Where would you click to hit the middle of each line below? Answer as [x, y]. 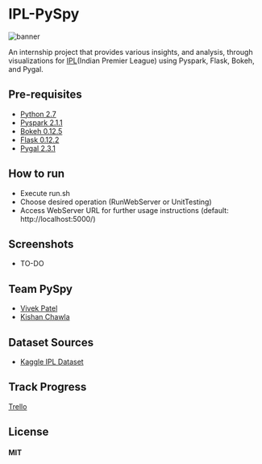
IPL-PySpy [44, 14]
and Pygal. [26, 69]
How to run [37, 174]
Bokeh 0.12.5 [41, 131]
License [29, 432]
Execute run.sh [45, 193]
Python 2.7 [38, 114]
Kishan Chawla [45, 317]
